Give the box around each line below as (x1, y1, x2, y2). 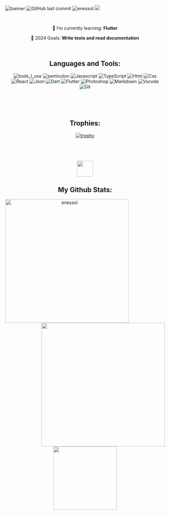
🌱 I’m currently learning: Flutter (52, 25, 118, 31)
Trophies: (69, 119, 101, 128)
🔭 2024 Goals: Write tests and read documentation (31, 35, 139, 41)
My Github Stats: (58, 185, 112, 194)
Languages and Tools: (49, 59, 121, 68)
